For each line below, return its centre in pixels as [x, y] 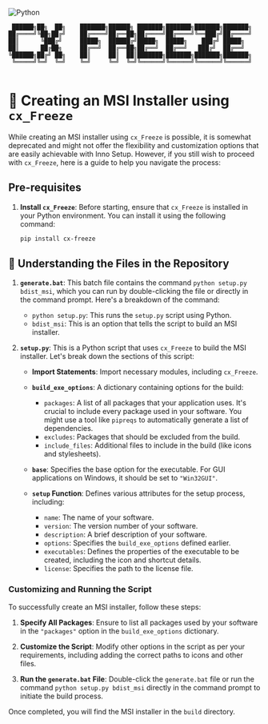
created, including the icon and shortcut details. [122, 560]
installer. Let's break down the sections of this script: [107, 356]
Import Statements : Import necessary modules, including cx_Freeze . [145, 372]
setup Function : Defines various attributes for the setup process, [138, 493]
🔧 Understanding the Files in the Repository [119, 264]
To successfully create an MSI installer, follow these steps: [105, 607]
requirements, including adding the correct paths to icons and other [132, 655]
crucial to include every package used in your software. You [143, 412]
